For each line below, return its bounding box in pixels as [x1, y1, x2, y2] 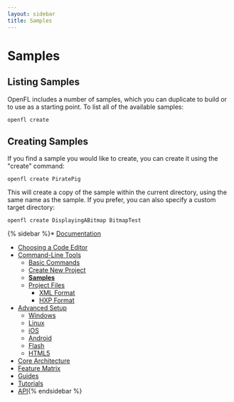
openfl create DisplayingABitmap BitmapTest [7, 217, 142, 224]
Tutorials [17, 379, 44, 388]
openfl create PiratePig [7, 176, 81, 183]
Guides [17, 371, 39, 381]
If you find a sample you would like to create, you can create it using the [7, 154, 218, 163]
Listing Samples [7, 76, 80, 88]
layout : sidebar [7, 10, 55, 18]
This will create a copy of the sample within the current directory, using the [7, 188, 228, 196]
